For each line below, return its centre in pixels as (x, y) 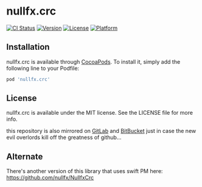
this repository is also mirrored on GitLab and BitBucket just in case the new (101, 131)
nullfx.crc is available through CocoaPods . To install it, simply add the (93, 61)
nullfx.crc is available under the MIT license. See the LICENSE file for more (100, 113)
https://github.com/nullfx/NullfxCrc (50, 178)
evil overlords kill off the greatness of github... (64, 137)
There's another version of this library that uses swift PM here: (85, 171)
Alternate (25, 156)
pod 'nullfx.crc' (28, 79)
